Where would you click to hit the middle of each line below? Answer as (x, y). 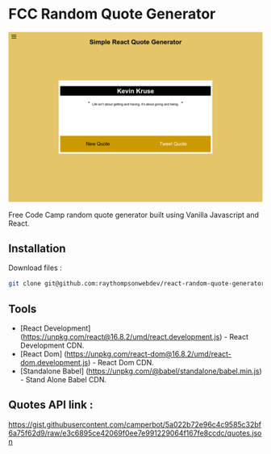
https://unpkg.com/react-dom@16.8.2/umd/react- (149, 354)
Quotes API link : (51, 405)
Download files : (35, 268)
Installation (37, 248)
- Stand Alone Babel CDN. (63, 380)
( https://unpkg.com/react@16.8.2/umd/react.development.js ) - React (134, 337)
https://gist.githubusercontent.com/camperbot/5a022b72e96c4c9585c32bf (135, 424)
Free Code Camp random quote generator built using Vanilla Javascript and (134, 215)
